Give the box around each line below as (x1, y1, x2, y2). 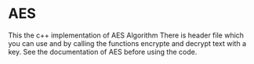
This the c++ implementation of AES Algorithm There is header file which (8, 30, 245, 40)
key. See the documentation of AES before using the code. (8, 47, 198, 56)
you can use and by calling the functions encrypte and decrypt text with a (8, 38, 247, 48)
